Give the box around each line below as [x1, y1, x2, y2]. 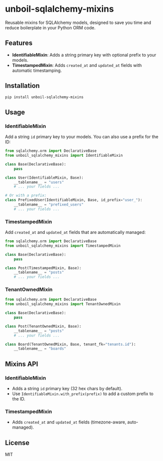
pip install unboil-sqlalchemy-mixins [5, 94, 84, 100]
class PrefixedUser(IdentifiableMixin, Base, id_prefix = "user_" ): [5, 198, 143, 203]
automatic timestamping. [12, 67, 62, 73]
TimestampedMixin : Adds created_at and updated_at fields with [12, 62, 142, 68]
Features [5, 39, 33, 47]
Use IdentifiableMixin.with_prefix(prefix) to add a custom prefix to [12, 391, 154, 397]
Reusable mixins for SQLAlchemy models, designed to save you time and [5, 20, 152, 25]
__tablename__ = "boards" [14, 346, 67, 351]
